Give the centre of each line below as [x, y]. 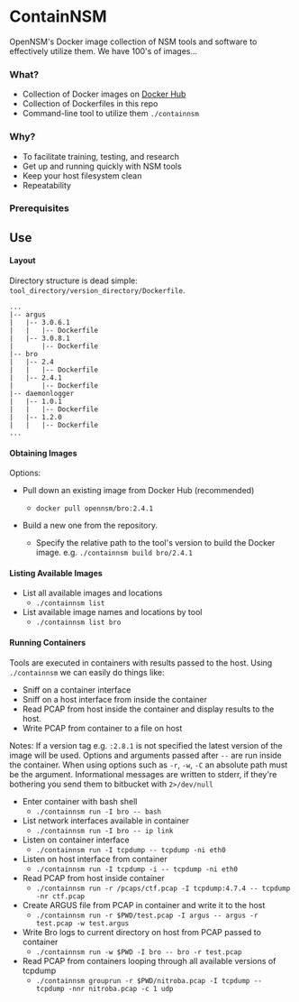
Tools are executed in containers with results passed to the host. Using [141, 662]
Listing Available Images [56, 573]
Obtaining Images [43, 453]
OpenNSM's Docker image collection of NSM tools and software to [133, 41]
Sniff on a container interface [77, 689]
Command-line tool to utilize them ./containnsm [111, 114]
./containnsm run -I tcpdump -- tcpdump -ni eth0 [131, 850]
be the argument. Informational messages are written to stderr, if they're [143, 774]
